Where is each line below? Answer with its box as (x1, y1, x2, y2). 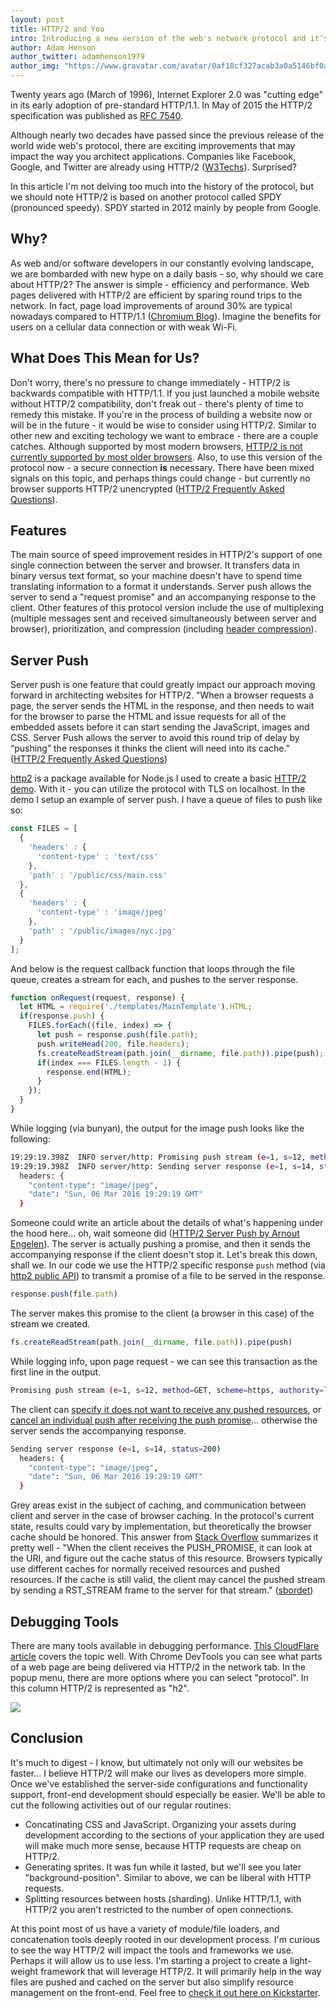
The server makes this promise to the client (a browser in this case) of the (10, 1307, 315, 1319)
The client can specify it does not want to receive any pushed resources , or (10, 1403, 322, 1415)
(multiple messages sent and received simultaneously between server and (10, 612, 317, 625)
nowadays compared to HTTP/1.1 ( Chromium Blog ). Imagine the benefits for (10, 310, 322, 322)
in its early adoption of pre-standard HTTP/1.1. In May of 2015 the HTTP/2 (10, 99, 313, 111)
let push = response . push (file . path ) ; (36, 1030, 199, 1040)
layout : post (10, 14, 65, 25)
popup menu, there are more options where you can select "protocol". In (10, 1671, 309, 1683)
